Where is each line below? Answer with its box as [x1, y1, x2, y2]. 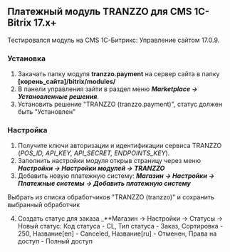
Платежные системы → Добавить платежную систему [17, 179, 191, 188]
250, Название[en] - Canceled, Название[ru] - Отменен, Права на [17, 229, 217, 238]
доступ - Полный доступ [17, 237, 93, 246]
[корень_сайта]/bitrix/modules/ [17, 78, 116, 86]
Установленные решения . [17, 93, 100, 101]
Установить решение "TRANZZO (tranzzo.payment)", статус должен [17, 100, 223, 109]
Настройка [7, 125, 48, 135]
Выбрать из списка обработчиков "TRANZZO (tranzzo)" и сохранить [7, 193, 215, 201]
